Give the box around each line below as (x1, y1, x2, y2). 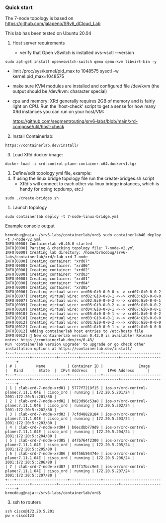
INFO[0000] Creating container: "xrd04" (5, 281, 90, 286)
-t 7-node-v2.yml (5, 237, 41, 242)
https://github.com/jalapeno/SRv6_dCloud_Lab (5, 20, 101, 26)
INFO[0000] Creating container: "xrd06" (5, 263, 90, 268)
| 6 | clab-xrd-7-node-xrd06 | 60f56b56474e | (5, 451, 103, 456)
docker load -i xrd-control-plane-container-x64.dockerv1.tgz (5, 161, 137, 166)
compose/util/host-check (12, 124, 65, 130)
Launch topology (12, 204, 47, 211)
